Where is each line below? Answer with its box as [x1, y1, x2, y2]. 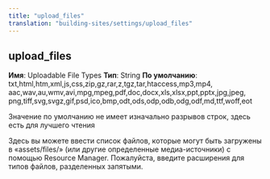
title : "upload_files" [8, 11, 85, 20]
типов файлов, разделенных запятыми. [8, 162, 143, 172]
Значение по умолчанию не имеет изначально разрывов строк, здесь [8, 112, 251, 122]
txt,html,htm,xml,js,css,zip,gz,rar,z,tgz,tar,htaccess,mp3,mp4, [8, 79, 214, 89]
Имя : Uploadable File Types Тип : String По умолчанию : [8, 70, 197, 81]
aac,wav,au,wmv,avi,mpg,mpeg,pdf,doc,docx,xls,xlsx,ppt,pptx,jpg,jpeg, [8, 88, 247, 98]
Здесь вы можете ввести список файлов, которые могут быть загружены [8, 136, 262, 146]
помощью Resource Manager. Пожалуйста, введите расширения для [8, 153, 244, 163]
